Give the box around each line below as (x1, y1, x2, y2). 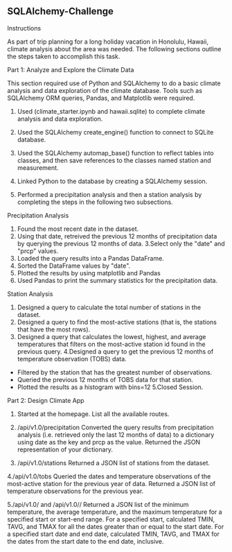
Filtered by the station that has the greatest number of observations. (17, 368, 213, 377)
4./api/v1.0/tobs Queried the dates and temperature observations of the (7, 472, 211, 481)
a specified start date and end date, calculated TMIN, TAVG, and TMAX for (7, 530, 220, 538)
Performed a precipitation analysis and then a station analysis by (17, 190, 202, 198)
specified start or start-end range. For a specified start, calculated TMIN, (7, 515, 215, 523)
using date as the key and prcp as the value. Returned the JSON (17, 438, 201, 446)
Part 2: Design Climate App (7, 396, 84, 404)
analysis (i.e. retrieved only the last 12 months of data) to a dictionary (17, 430, 215, 439)
